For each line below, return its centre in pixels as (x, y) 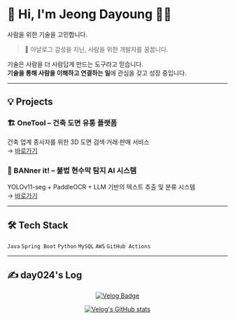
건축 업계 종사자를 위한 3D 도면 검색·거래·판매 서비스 (78, 142)
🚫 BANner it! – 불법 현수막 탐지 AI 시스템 (72, 170)
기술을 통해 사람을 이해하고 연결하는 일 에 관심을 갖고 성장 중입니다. (97, 73)
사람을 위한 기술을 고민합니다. (48, 34)
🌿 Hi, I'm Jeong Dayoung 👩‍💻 (90, 14)
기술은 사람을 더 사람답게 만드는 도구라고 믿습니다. (76, 64)
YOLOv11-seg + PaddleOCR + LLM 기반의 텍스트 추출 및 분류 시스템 (101, 187)
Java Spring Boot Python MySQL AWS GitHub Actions (79, 246)
